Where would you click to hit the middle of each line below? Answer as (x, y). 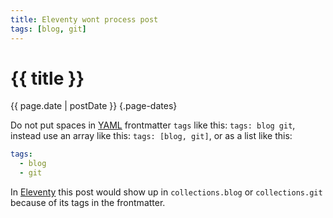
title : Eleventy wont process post (84, 19)
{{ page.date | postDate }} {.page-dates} (94, 106)
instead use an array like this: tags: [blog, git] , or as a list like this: (151, 136)
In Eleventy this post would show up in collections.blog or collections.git (166, 192)
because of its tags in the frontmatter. (88, 203)
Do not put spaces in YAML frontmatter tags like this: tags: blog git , (153, 125)
